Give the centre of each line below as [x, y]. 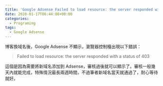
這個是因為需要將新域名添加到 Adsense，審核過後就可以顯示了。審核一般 [78, 66]
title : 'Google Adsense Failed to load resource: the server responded [79, 9]
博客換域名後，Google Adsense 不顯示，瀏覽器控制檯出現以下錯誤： [73, 46]
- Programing [23, 23]
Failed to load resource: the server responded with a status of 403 [83, 56]
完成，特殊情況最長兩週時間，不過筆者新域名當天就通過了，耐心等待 [90, 72]
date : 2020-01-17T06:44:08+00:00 [39, 14]
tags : [10, 28]
